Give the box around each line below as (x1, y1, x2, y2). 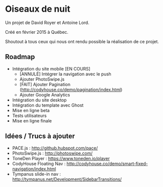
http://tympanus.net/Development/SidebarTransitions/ (12, 176, 122, 182)
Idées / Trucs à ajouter (5, 132, 75, 140)
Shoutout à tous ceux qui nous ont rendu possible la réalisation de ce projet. (5, 38, 159, 45)
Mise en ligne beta (12, 107, 50, 113)
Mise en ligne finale (12, 117, 52, 123)
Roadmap (5, 53, 35, 61)
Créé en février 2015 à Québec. (5, 29, 69, 35)
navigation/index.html (12, 165, 56, 172)
